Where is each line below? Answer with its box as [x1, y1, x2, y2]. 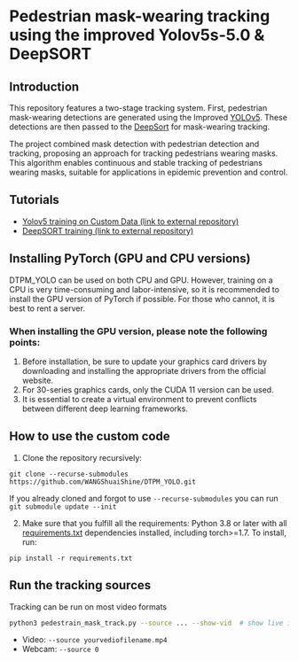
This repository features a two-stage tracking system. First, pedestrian [9, 103, 268, 113]
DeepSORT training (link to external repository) [21, 225, 194, 236]
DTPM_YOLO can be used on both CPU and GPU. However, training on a [9, 275, 273, 285]
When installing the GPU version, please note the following [9, 325, 268, 338]
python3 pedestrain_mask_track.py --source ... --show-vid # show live [9, 618, 284, 627]
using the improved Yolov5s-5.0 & [9, 25, 265, 45]
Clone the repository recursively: [21, 452, 142, 463]
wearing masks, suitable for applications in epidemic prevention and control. [9, 167, 288, 177]
